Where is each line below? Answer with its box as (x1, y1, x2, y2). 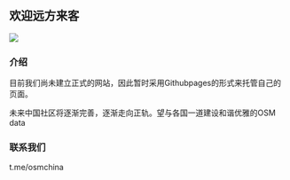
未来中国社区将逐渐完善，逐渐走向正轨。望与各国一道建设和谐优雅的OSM (9, 107, 277, 118)
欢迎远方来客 (9, 8, 80, 24)
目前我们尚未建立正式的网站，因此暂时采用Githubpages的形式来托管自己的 (9, 78, 282, 89)
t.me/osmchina (9, 162, 64, 173)
